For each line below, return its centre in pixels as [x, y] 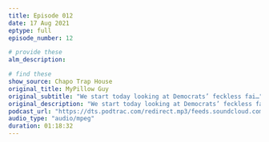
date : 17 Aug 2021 [39, 23]
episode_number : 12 [41, 38]
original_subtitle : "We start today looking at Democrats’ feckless [125, 97]
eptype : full [30, 30]
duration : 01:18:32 [41, 126]
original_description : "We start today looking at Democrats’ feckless [130, 104]
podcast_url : [30, 111]
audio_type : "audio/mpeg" [51, 119]
